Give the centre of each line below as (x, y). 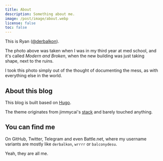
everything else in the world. (34, 76)
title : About (18, 9)
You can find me (30, 127)
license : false (20, 23)
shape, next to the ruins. (29, 61)
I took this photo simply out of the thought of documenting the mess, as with (81, 70)
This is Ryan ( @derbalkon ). (32, 41)
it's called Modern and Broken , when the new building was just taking (75, 56)
